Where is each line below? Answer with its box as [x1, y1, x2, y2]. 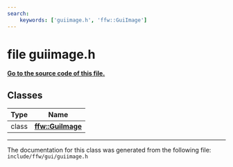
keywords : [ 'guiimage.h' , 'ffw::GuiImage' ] [19, 17, 148, 24]
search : [7, 10, 30, 17]
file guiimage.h [7, 46, 96, 62]
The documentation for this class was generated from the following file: [7, 146, 212, 155]
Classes [7, 89, 43, 101]
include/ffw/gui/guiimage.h [7, 153, 89, 160]
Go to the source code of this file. [7, 69, 105, 78]
